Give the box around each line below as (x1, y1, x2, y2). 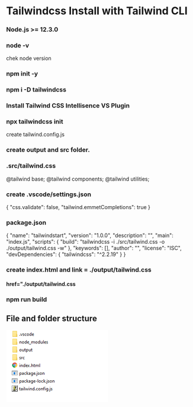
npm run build (6, 295, 47, 304)
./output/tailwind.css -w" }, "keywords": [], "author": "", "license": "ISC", (6, 245, 182, 252)
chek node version (6, 55, 52, 62)
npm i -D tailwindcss (6, 86, 67, 94)
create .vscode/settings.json (6, 190, 92, 198)
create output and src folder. (6, 146, 90, 154)
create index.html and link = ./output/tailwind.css (6, 266, 152, 274)
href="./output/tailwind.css (6, 280, 76, 288)
